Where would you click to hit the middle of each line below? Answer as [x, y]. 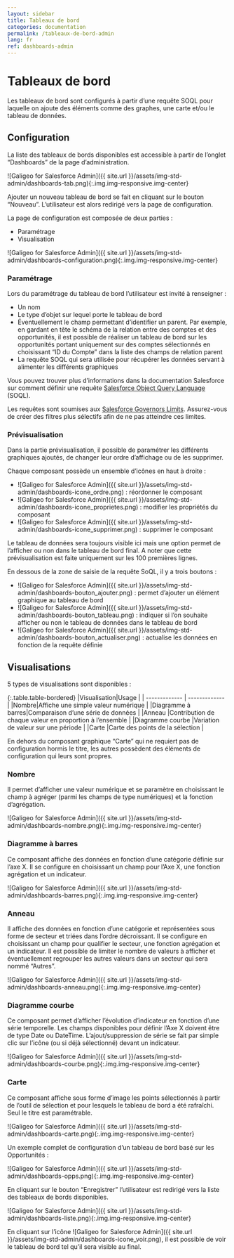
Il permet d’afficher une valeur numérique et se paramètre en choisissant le [116, 790]
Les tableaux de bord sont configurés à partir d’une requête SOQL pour [110, 100]
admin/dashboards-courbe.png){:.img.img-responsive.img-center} [104, 1064]
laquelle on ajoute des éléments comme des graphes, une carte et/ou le [111, 108]
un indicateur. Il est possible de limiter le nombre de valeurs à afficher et [111, 951]
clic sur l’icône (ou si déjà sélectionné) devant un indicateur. [94, 1043]
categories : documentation [47, 27]
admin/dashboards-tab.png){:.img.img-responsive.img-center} [98, 183]
